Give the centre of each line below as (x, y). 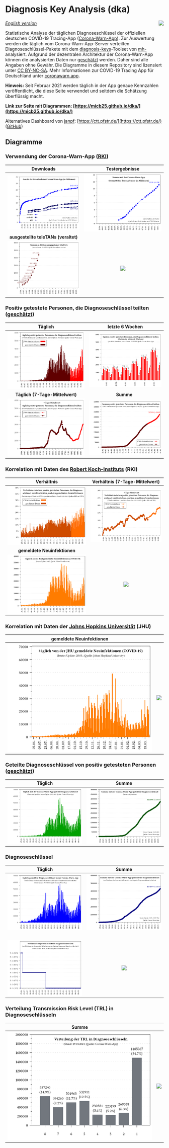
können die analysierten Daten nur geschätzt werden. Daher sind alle (77, 59)
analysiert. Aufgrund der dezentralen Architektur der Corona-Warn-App (79, 54)
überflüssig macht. (25, 96)
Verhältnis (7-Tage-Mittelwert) (126, 482)
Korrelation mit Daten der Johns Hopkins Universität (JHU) (78, 626)
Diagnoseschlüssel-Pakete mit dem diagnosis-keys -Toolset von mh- (76, 49)
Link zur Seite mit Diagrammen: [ (40, 106)
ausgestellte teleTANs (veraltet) (44, 237)
